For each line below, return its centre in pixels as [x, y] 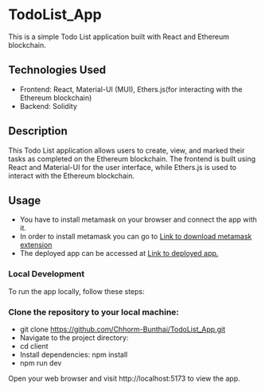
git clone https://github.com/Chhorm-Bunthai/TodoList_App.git [122, 329]
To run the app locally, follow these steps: [76, 291]
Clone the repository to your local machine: [94, 312]
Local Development [47, 274]
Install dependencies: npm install [74, 354]
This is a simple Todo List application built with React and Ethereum [119, 37]
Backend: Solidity [49, 106]
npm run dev [41, 362]
